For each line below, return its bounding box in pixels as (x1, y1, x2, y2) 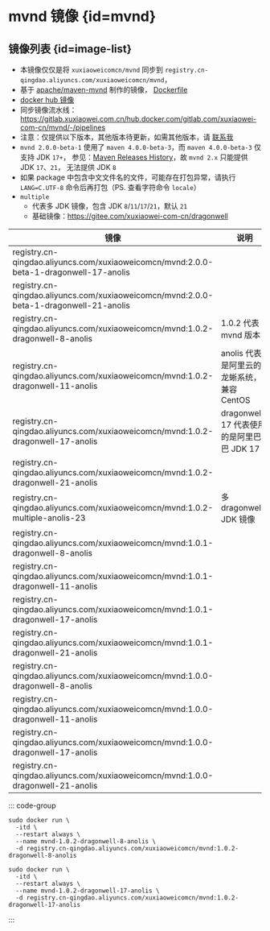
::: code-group (8, 801, 56, 810)
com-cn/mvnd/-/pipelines (19, 122, 106, 132)
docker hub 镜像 (19, 95, 75, 105)
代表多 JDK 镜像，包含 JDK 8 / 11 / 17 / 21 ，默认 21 (31, 201, 187, 210)
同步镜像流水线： (19, 106, 77, 114)
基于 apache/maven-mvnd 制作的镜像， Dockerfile (19, 85, 188, 94)
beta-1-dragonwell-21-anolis (12, 300, 130, 311)
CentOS (220, 395, 251, 405)
